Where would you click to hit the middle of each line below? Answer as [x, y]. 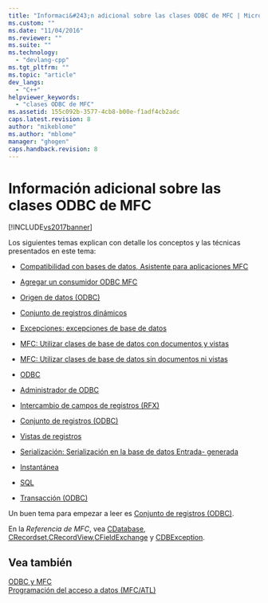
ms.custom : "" [32, 23]
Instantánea [39, 468]
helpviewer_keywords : [44, 97]
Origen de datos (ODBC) [60, 298]
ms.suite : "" [30, 45]
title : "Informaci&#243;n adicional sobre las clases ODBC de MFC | [124, 16]
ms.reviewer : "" [35, 38]
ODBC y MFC [30, 581]
